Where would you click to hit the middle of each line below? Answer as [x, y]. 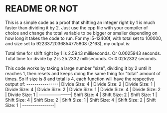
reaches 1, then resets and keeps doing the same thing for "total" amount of [83, 73]
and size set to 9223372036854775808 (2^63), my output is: [68, 43]
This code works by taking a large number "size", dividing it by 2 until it [78, 68]
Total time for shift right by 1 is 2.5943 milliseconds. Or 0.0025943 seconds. [83, 53]
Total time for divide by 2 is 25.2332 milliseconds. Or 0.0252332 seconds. [81, 58]
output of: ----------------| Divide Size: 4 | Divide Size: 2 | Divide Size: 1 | [80, 84]
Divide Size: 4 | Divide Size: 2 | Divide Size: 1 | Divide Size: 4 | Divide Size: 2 [83, 89]
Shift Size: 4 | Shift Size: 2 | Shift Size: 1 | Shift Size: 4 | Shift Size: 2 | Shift [81, 100]
